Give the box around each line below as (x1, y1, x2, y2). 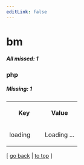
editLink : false (6, 8, 47, 15)
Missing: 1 (6, 85, 32, 92)
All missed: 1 (6, 55, 39, 62)
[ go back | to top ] (6, 152, 53, 159)
